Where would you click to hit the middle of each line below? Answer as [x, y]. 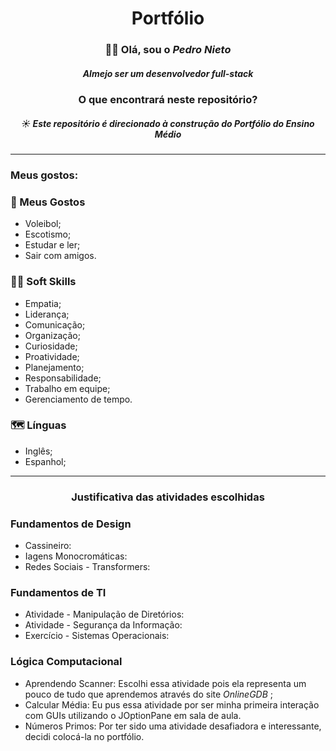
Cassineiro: [48, 546]
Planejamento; [54, 367]
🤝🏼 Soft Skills [43, 282]
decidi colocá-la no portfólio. [84, 736]
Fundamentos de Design [71, 524]
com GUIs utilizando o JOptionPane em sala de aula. [133, 715]
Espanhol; [45, 461]
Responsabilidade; [63, 378]
